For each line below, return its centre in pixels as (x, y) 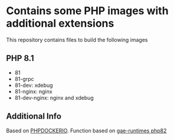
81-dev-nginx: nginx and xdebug (54, 97)
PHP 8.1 (20, 58)
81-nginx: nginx (33, 91)
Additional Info (34, 116)
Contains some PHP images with (88, 11)
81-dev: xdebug (34, 85)
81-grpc (24, 79)
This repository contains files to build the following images (77, 40)
